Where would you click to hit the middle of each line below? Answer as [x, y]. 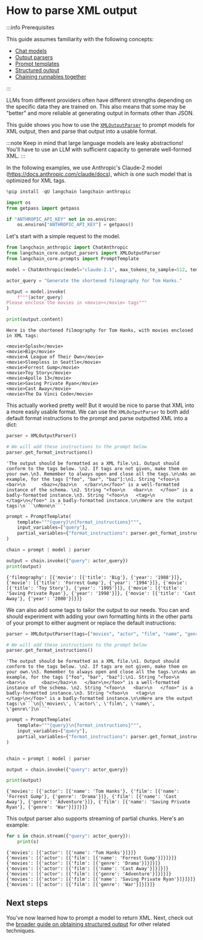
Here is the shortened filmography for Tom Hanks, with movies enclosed [100, 331]
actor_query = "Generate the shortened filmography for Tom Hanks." [94, 280]
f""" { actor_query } [40, 297]
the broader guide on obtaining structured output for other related [88, 924]
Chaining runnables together [50, 76]
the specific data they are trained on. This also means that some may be [96, 106]
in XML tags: [23, 336]
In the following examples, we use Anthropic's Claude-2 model [84, 167]
